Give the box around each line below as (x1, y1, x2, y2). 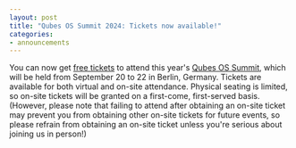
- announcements (9, 37, 70, 47)
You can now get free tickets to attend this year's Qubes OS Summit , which (9, 62, 286, 73)
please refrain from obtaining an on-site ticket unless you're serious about (9, 119, 283, 130)
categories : (9, 29, 54, 38)
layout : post (9, 12, 58, 22)
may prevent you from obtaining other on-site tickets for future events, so (9, 110, 280, 120)
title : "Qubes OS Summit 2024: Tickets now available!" (9, 21, 222, 30)
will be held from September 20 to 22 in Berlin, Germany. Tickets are (9, 72, 262, 83)
